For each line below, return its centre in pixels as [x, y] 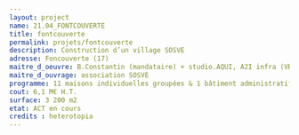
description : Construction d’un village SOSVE [97, 51]
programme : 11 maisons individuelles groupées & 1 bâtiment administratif [151, 83]
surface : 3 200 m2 [43, 100]
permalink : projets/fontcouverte [71, 42]
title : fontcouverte [48, 34]
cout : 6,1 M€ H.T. [43, 91]
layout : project [39, 17]
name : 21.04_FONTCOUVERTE [57, 26]
